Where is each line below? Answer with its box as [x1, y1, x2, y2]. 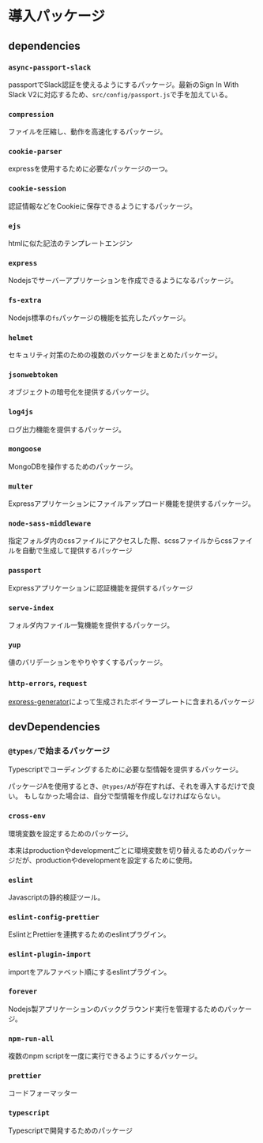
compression [8, 110, 54, 119]
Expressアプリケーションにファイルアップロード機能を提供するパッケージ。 [8, 499, 255, 508]
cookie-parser [8, 147, 62, 157]
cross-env [8, 812, 46, 820]
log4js [8, 408, 34, 417]
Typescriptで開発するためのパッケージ [8, 1126, 133, 1135]
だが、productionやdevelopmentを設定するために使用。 [14, 855, 197, 865]
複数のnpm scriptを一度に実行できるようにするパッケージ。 [8, 1051, 202, 1061]
